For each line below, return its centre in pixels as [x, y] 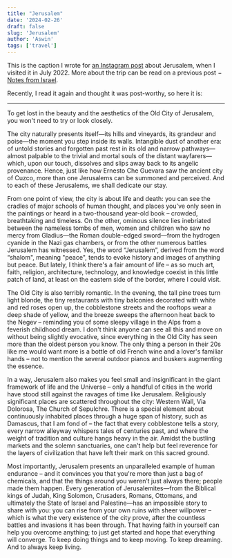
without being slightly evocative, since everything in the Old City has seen [112, 337]
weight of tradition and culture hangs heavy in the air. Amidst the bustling [112, 438]
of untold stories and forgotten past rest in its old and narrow [94, 148]
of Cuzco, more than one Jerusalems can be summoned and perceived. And [116, 178]
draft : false [26, 26]
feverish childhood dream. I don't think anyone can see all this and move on [115, 329]
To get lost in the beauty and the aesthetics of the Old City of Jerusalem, [110, 113]
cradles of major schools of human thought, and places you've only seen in [114, 206]
